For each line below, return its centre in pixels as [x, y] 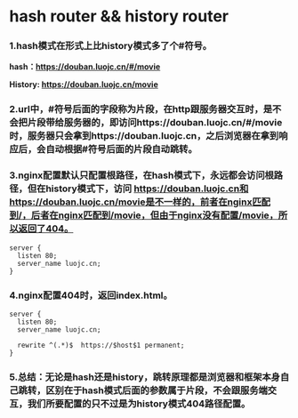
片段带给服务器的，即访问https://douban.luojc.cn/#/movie [155, 123]
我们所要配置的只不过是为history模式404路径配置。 [139, 404]
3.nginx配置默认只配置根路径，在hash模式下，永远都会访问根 [141, 175]
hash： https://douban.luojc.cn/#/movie [85, 67]
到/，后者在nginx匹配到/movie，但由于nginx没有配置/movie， [144, 215]
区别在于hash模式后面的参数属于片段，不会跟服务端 [157, 390]
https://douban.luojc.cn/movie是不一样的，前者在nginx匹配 [140, 202]
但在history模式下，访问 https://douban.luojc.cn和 [138, 189]
